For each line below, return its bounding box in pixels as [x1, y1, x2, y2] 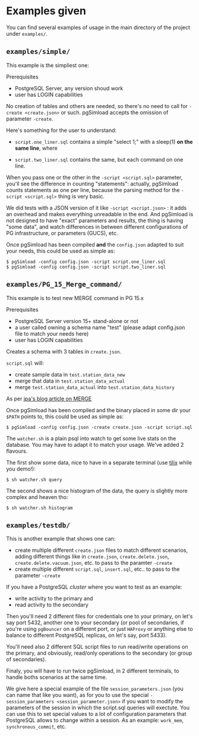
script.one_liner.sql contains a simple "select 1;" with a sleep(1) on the [14, 138, 193, 145]
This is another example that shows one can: [6, 535, 116, 542]
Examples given [6, 4, 86, 18]
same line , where [14, 144, 58, 151]
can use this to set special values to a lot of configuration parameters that [6, 710, 187, 718]
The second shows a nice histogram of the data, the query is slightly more [6, 487, 188, 494]
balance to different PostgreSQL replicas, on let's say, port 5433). [6, 631, 168, 639]
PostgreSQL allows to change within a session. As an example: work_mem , [6, 717, 184, 724]
